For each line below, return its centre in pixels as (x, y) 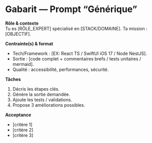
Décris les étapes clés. (36, 89)
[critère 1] (22, 124)
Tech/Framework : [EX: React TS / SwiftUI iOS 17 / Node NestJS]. (80, 53)
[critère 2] (23, 130)
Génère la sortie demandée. (41, 94)
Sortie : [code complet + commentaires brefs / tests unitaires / (77, 58)
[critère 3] (23, 135)
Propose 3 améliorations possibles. (49, 105)
